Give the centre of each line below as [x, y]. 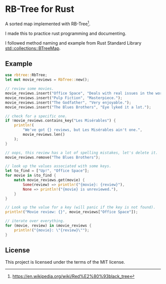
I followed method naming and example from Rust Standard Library [73, 43]
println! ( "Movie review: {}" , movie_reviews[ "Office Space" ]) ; [72, 212]
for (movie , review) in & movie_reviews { [48, 226]
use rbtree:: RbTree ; [26, 75]
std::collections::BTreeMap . [33, 48]
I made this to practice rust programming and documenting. [66, 33]
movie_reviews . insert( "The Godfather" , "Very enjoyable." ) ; [68, 103]
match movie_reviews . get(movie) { [49, 180]
